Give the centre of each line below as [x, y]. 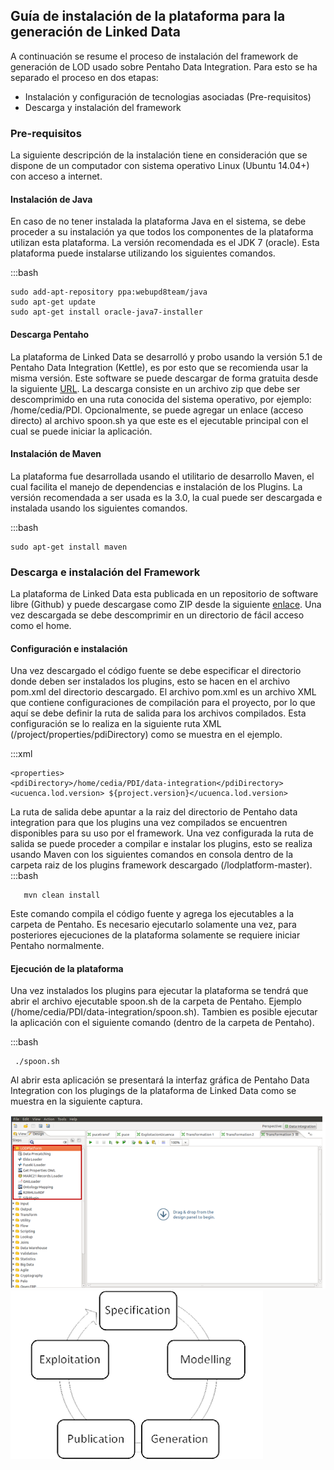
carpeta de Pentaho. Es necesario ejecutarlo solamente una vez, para [153, 925]
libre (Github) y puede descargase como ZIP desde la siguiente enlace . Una [166, 605]
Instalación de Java [51, 199]
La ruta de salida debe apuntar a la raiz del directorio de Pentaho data [154, 812]
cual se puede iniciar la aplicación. [81, 431]
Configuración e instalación [69, 648]
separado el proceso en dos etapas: [84, 77]
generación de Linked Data [95, 32]
